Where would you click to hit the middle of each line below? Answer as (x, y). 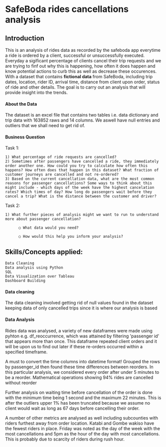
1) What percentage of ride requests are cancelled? (61, 157)
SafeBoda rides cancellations (67, 9)
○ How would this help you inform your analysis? (71, 237)
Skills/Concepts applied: (44, 252)
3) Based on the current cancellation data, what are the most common (80, 179)
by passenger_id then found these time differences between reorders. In (79, 367)
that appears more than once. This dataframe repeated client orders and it (81, 341)
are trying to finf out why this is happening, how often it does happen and (80, 66)
